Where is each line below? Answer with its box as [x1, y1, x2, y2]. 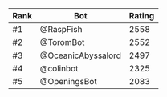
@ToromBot [39, 37, 85, 47]
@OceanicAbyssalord [39, 50, 122, 61]
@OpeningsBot [39, 76, 98, 87]
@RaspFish [39, 24, 83, 34]
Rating [128, 10, 155, 21]
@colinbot [39, 63, 79, 74]
